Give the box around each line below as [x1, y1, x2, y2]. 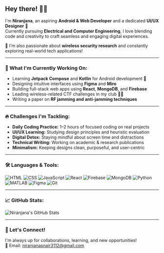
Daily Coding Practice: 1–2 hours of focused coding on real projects [12, 124, 150, 130]
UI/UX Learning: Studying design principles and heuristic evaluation [12, 129, 150, 135]
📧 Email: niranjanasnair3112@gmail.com [5, 243, 84, 249]
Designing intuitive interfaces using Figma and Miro [12, 81, 117, 87]
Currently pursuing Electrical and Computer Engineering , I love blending [5, 28, 152, 34]
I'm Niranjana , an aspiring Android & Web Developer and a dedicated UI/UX [5, 18, 159, 23]
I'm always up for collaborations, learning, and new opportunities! [5, 237, 137, 243]
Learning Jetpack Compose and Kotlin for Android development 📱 [12, 76, 146, 82]
